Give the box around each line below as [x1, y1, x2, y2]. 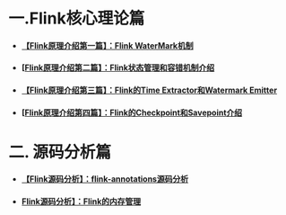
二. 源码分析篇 [8, 141, 112, 162]
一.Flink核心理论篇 [8, 8, 145, 29]
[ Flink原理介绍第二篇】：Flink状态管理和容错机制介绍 [21, 62, 215, 73]
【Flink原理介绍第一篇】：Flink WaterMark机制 [21, 40, 194, 50]
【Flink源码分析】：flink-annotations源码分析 [21, 174, 189, 184]
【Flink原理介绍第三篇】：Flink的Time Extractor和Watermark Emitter [21, 85, 278, 95]
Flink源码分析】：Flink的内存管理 [21, 195, 142, 207]
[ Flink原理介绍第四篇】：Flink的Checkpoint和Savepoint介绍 [21, 107, 243, 118]
